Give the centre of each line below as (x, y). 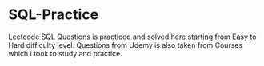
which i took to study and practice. (65, 53)
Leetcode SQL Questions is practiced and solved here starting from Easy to (132, 37)
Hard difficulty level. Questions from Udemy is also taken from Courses (126, 45)
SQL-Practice (54, 15)
